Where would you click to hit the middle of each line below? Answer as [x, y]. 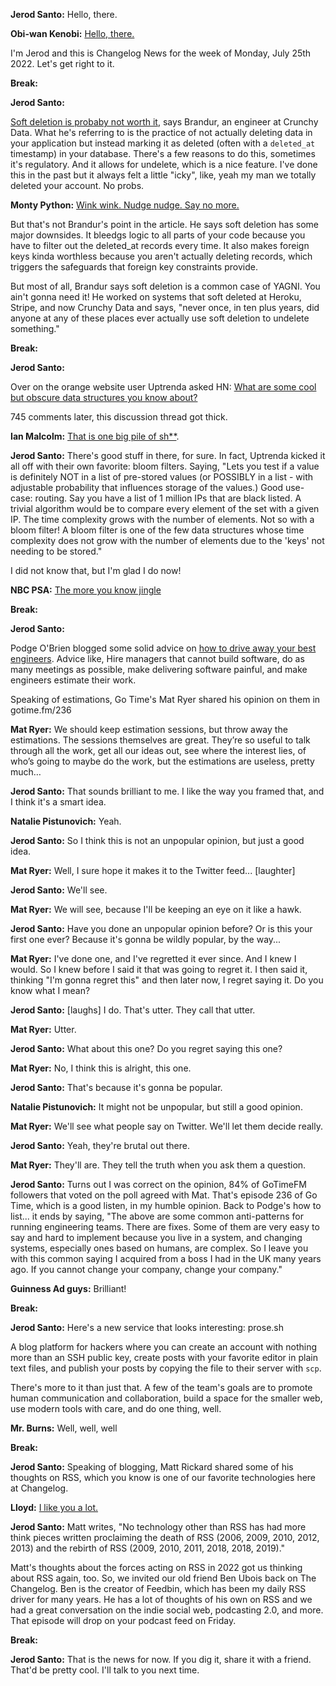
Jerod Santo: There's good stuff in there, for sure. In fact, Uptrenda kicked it [168, 455]
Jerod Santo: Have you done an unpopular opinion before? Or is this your [161, 928]
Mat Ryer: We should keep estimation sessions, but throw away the [149, 729]
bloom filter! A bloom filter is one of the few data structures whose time [157, 530]
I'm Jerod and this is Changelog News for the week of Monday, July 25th [161, 53]
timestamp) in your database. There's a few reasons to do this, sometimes [163, 153]
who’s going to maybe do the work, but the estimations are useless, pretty [162, 761]
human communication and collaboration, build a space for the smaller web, [166, 1398]
